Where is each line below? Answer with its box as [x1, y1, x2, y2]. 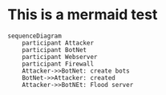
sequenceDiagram [7, 32, 62, 40]
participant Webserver [22, 53, 98, 61]
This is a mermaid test [7, 6, 158, 24]
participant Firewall [22, 60, 94, 68]
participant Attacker [22, 38, 94, 47]
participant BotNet [22, 46, 87, 53]
